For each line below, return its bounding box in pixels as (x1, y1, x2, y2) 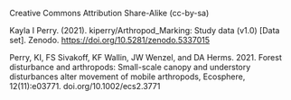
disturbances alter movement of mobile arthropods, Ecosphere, (9, 71, 246, 82)
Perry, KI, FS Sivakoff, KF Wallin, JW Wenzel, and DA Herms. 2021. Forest (9, 52, 282, 62)
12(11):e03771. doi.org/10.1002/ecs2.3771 (9, 81, 161, 91)
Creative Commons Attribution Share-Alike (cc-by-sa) (9, 8, 210, 18)
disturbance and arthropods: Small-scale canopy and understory (9, 62, 251, 72)
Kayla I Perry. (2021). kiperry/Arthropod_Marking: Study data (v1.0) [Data (9, 25, 280, 35)
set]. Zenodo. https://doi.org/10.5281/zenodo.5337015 (9, 35, 211, 45)
